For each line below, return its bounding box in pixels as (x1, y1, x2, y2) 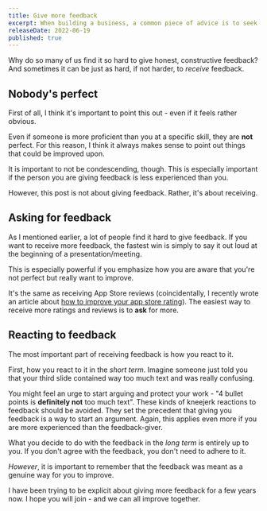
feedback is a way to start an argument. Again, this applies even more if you (8, 414, 257, 424)
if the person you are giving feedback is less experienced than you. (8, 172, 229, 183)
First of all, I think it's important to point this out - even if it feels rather (8, 108, 238, 118)
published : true (8, 33, 62, 42)
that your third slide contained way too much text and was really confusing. (8, 373, 255, 382)
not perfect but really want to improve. (8, 273, 134, 282)
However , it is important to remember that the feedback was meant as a (8, 462, 244, 471)
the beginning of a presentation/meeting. (8, 249, 142, 258)
